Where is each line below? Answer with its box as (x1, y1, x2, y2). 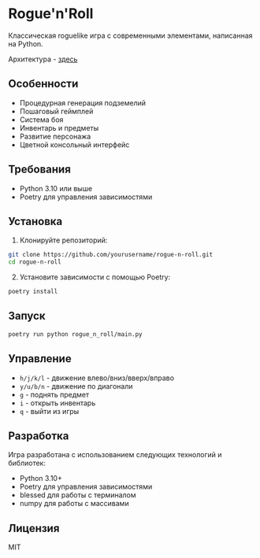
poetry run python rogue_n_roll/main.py (8, 330, 143, 338)
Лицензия (8, 521, 60, 535)
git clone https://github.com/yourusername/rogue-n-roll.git (8, 251, 214, 259)
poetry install (8, 288, 58, 296)
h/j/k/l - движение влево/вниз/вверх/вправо (19, 373, 175, 382)
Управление (8, 352, 72, 366)
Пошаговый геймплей (19, 106, 94, 116)
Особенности (8, 77, 79, 91)
